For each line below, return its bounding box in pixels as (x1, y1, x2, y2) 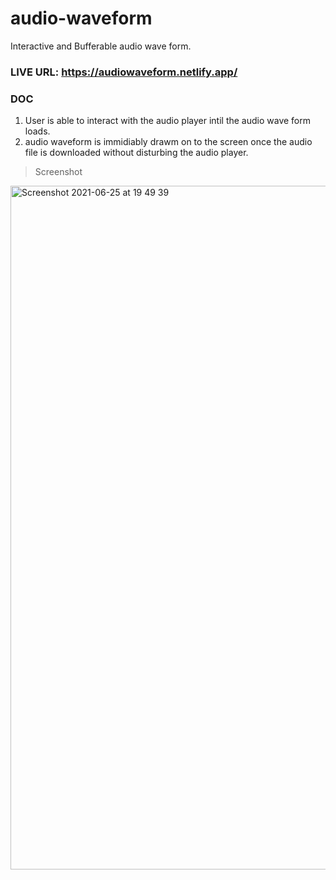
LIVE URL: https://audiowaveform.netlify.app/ (10, 65, 238, 79)
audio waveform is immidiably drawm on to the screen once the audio (24, 136, 313, 148)
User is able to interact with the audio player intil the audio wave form (24, 115, 312, 127)
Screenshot (34, 166, 83, 178)
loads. (24, 125, 51, 137)
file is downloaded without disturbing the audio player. (24, 147, 249, 159)
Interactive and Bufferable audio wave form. (10, 40, 192, 52)
